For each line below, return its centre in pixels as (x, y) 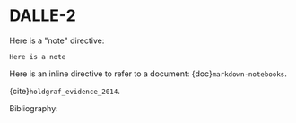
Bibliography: (34, 108)
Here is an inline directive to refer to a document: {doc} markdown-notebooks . (148, 74)
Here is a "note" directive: (57, 40)
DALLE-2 (43, 16)
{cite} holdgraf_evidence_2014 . (65, 91)
